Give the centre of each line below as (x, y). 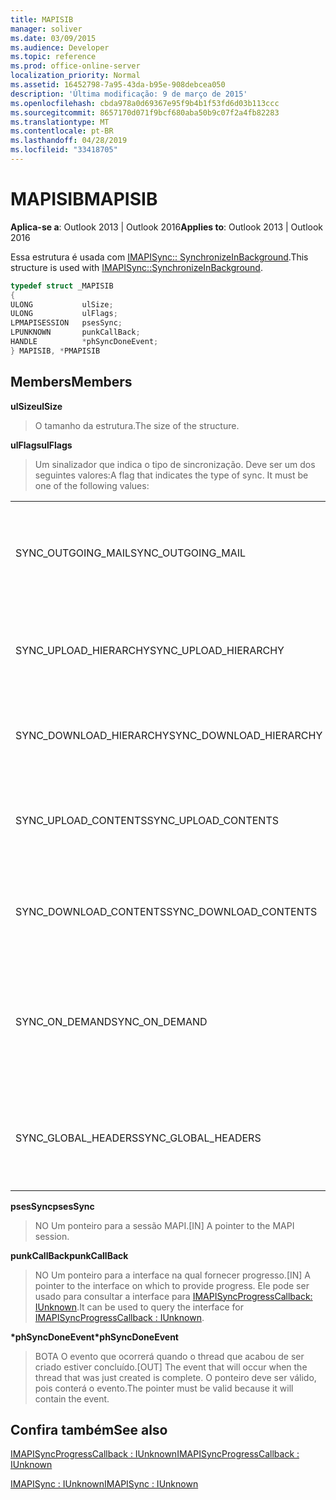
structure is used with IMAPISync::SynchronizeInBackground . (136, 267)
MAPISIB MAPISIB (84, 199)
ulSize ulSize (36, 406)
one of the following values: (92, 485)
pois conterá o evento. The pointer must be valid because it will (164, 1388)
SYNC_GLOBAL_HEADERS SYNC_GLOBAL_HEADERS (138, 1138)
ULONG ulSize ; (62, 304)
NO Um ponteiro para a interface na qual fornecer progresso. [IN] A (173, 1275)
